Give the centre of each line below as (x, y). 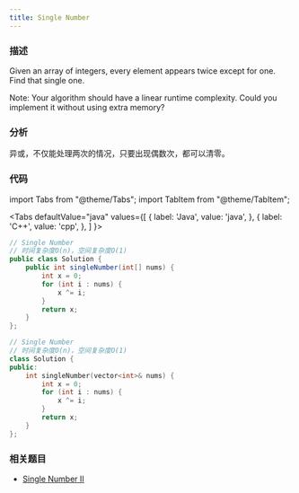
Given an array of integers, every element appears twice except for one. (143, 70)
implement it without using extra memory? (87, 107)
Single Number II (53, 479)
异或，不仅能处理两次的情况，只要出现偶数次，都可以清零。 (119, 154)
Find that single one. (47, 80)
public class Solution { (56, 260)
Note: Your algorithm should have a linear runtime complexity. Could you (143, 97)
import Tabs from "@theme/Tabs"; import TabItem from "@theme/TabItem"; (149, 199)
